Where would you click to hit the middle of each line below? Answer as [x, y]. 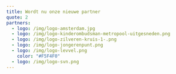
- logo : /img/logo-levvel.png [49, 51]
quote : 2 [17, 17]
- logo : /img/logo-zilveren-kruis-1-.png [64, 39]
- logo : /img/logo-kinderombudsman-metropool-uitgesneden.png [91, 34]
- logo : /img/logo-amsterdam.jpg [53, 28]
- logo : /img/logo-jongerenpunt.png [57, 45]
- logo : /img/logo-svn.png [45, 61]
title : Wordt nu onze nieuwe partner [53, 12]
